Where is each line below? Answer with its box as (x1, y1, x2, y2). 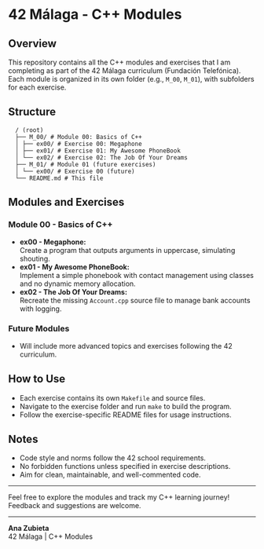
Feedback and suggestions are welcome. (8, 501, 141, 511)
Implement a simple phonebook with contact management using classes (19, 270, 254, 280)
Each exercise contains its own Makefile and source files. (19, 393, 206, 402)
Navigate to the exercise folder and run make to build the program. (19, 401, 232, 411)
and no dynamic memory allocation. (19, 279, 136, 288)
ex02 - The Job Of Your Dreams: (19, 287, 128, 296)
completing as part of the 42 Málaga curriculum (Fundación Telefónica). (8, 66, 241, 75)
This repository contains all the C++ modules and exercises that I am (8, 57, 231, 67)
